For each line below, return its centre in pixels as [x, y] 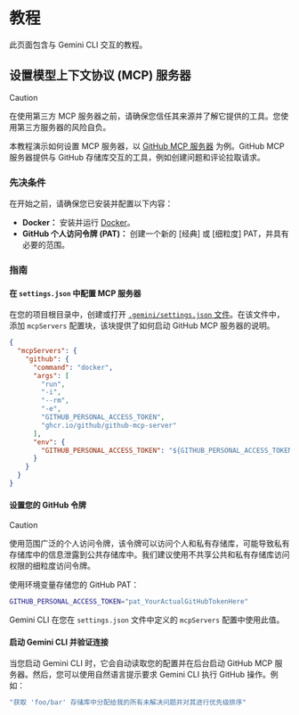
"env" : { [49, 442]
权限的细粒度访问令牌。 [52, 566]
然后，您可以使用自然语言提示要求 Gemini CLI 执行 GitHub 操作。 [152, 675]
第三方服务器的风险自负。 [64, 127]
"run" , [53, 384]
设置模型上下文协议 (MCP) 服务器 [100, 75]
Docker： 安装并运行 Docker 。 [78, 223]
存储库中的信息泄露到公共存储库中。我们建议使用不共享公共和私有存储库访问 [149, 555]
